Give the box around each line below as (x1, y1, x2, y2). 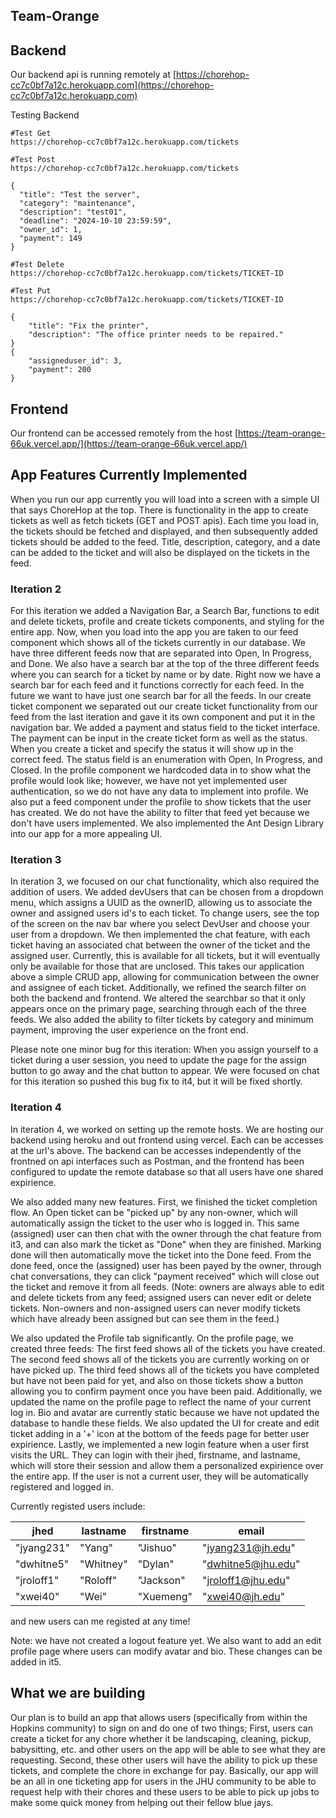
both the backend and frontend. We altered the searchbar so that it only (10, 992, 306, 1004)
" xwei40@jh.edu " (202, 1589, 286, 1603)
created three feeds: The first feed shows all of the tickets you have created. (10, 1342, 326, 1354)
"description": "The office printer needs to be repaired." (28, 330, 284, 340)
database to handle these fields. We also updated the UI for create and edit (10, 1417, 320, 1429)
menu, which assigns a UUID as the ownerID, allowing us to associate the (10, 897, 313, 909)
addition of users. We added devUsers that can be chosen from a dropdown (10, 886, 324, 898)
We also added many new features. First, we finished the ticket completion (10, 1195, 318, 1208)
